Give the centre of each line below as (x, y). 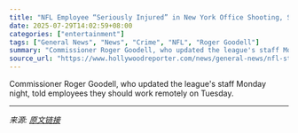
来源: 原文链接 (35, 120)
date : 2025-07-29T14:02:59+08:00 (71, 26)
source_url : (31, 59)
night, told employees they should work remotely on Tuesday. (122, 93)
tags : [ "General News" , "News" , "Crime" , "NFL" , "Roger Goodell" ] (134, 42)
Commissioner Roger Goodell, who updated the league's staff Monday (138, 84)
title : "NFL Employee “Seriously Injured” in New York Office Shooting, (146, 17)
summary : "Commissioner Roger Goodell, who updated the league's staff (144, 51)
